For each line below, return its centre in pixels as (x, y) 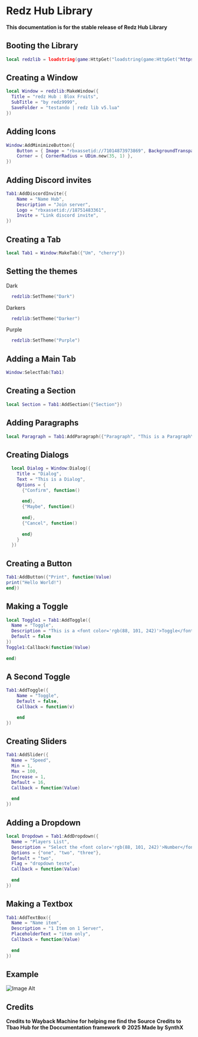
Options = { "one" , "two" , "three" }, (56, 853)
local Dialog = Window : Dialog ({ (51, 468)
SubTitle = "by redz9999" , (44, 102)
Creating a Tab (34, 239)
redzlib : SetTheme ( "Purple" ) (46, 340)
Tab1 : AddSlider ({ (27, 755)
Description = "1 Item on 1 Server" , (58, 928)
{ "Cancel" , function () (49, 523)
